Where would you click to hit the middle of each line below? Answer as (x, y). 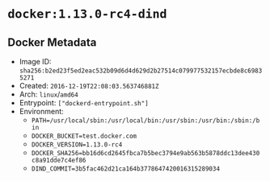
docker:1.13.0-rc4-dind (87, 14)
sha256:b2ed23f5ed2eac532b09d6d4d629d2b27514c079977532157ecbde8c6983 (141, 71)
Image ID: (35, 62)
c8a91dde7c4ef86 (59, 160)
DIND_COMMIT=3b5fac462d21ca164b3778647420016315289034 (125, 169)
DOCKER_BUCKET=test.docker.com (84, 136)
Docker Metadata (52, 42)
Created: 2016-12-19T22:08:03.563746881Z (89, 86)
